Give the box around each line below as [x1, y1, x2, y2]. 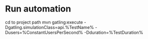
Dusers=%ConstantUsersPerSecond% [5, 29, 83, 35]
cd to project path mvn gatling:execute [5, 19, 83, 25]
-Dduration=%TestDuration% [84, 29, 144, 35]
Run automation [5, 3, 71, 14]
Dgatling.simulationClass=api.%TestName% [5, 24, 94, 30]
